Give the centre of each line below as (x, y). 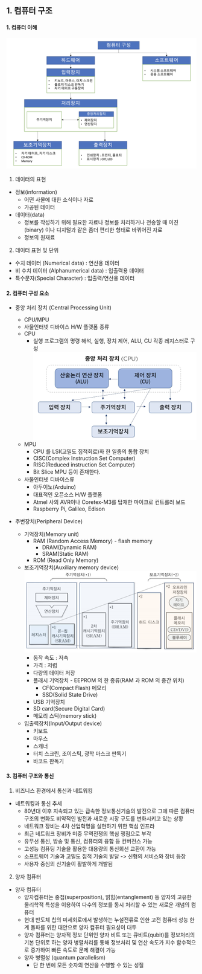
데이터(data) (30, 215)
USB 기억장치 (49, 701)
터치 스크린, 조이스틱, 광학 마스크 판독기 (80, 753)
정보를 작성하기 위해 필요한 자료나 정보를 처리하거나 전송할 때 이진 (101, 222)
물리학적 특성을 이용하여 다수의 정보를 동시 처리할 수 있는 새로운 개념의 (107, 905)
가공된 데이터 (39, 207)
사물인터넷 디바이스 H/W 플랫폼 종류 (67, 327)
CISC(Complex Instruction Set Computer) (84, 459)
